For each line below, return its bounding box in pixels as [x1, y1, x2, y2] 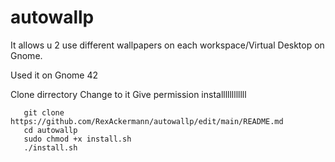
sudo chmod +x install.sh [23, 134, 132, 144]
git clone [23, 107, 65, 118]
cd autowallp [23, 125, 78, 135]
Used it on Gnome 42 [10, 69, 99, 81]
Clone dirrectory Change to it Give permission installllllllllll [10, 88, 247, 100]
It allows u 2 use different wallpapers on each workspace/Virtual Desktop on [10, 39, 325, 51]
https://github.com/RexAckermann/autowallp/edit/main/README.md [10, 116, 284, 126]
